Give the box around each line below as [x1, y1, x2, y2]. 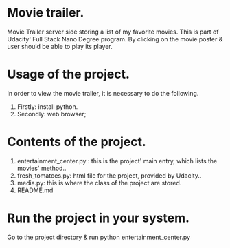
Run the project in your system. [7, 210, 190, 225]
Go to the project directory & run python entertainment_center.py [7, 233, 191, 241]
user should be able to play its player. [7, 42, 113, 50]
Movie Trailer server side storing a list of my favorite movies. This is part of [7, 28, 219, 36]
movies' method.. [16, 164, 67, 172]
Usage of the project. [7, 67, 130, 82]
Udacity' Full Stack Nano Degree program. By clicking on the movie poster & [7, 34, 223, 43]
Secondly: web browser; [16, 110, 87, 118]
